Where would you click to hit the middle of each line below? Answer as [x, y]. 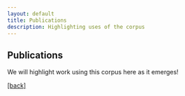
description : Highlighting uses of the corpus [76, 27]
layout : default [31, 14]
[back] [17, 85]
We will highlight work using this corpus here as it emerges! [93, 72]
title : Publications [37, 20]
